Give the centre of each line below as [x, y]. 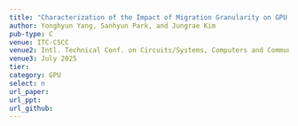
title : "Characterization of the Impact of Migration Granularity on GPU [149, 17]
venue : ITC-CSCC [39, 42]
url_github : [31, 108]
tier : [19, 67]
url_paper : [29, 91]
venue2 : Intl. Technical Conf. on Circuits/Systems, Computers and [137, 51]
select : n [27, 83]
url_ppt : [25, 100]
